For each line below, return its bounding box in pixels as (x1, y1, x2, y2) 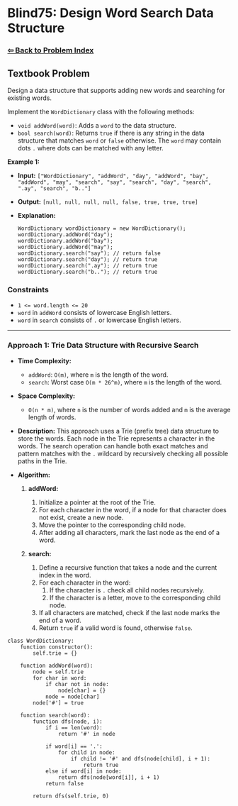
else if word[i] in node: (45, 768, 122, 775)
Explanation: (17, 211, 56, 219)
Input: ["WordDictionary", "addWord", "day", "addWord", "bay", (17, 171, 209, 180)
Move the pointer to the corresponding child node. (38, 520, 186, 529)
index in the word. (38, 570, 91, 579)
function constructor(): (20, 644, 93, 651)
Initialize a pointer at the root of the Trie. (38, 498, 156, 507)
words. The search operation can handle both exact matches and (17, 441, 208, 450)
